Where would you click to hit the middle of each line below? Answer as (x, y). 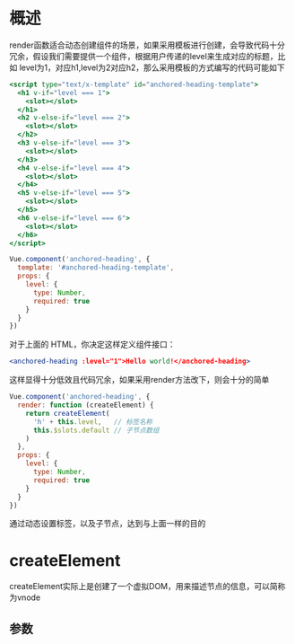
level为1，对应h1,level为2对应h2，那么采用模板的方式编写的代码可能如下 (152, 67)
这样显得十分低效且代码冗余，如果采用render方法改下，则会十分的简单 (139, 380)
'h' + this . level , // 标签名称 (93, 422)
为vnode (25, 597)
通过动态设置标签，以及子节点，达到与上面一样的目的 (108, 524)
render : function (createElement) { (86, 405)
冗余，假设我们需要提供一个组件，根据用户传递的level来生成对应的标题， (143, 56)
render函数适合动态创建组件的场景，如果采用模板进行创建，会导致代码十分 (147, 45)
